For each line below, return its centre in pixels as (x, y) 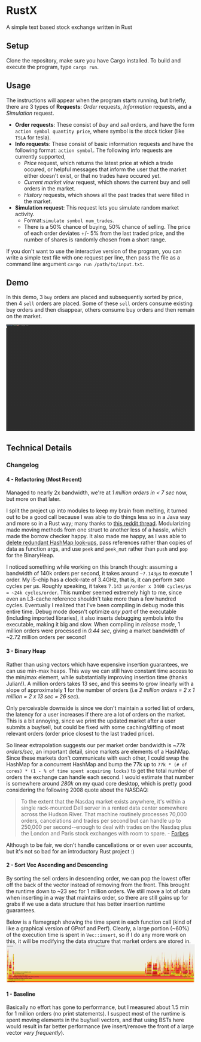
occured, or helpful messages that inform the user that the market (105, 169)
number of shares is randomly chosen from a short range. (95, 239)
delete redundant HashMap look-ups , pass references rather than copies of (99, 543)
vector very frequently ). (35, 1033)
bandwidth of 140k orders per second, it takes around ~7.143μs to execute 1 (99, 574)
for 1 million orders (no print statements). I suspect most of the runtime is (96, 1014)
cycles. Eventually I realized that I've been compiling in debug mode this (95, 605)
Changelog (22, 465)
